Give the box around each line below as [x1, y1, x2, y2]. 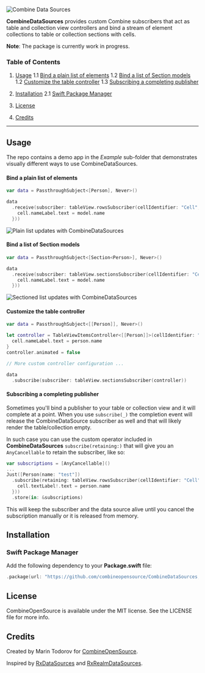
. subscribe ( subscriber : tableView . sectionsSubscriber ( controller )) [12, 377, 187, 383]
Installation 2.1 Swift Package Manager [15, 90, 112, 97]
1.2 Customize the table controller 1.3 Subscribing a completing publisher [15, 78, 199, 86]
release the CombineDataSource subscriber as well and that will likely [6, 417, 182, 424]
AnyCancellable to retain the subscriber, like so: [6, 448, 125, 456]
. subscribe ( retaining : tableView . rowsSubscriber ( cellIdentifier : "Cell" [12, 478, 201, 484]
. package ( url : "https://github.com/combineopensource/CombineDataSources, [6, 574, 201, 580]
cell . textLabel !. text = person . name [17, 483, 111, 489]
